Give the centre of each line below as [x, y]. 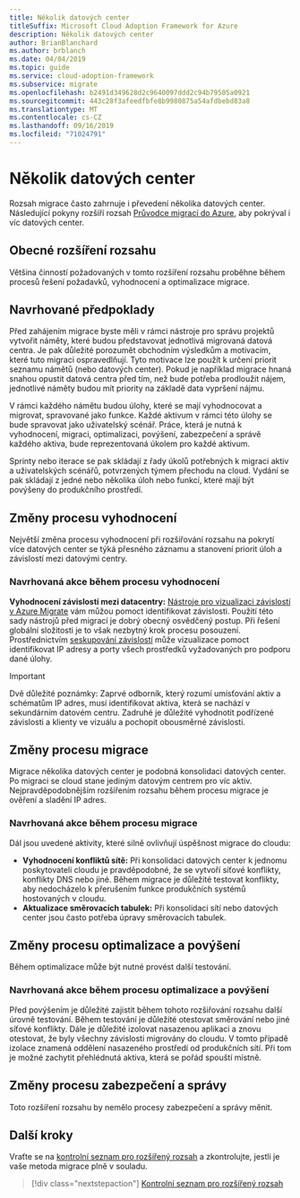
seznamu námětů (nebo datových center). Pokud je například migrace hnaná [150, 369]
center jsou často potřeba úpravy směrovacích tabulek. [124, 917]
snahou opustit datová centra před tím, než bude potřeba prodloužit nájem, [148, 379]
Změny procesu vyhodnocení [93, 517]
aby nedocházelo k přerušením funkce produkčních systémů [134, 889]
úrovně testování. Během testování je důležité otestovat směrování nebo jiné [150, 1019]
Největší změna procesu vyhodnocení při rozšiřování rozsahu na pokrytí [142, 539]
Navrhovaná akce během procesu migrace [103, 823]
